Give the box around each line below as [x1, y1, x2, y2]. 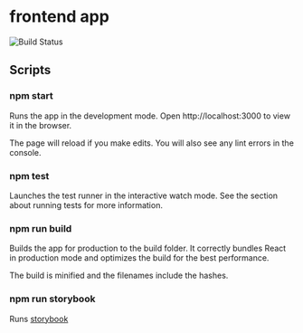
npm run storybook [9, 292, 96, 305]
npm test [9, 169, 50, 182]
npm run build [9, 222, 72, 234]
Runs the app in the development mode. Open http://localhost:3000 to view [9, 110, 291, 121]
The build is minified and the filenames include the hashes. [9, 270, 229, 281]
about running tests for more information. [9, 199, 163, 210]
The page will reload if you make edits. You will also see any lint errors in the [9, 138, 294, 148]
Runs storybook [9, 313, 69, 324]
